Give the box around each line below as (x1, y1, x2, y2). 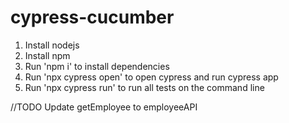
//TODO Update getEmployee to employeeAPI (10, 101, 198, 113)
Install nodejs (24, 39, 80, 51)
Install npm (24, 49, 71, 61)
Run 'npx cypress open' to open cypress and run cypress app (24, 71, 279, 83)
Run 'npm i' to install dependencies (24, 60, 170, 72)
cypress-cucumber (10, 6, 175, 29)
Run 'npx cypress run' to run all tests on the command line (24, 81, 265, 93)
